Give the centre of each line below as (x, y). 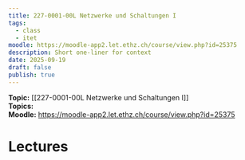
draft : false (30, 68)
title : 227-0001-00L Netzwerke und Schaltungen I (93, 16)
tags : (17, 23)
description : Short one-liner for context (80, 53)
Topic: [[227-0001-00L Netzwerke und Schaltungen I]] (99, 97)
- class (28, 30)
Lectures (38, 146)
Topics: (21, 106)
